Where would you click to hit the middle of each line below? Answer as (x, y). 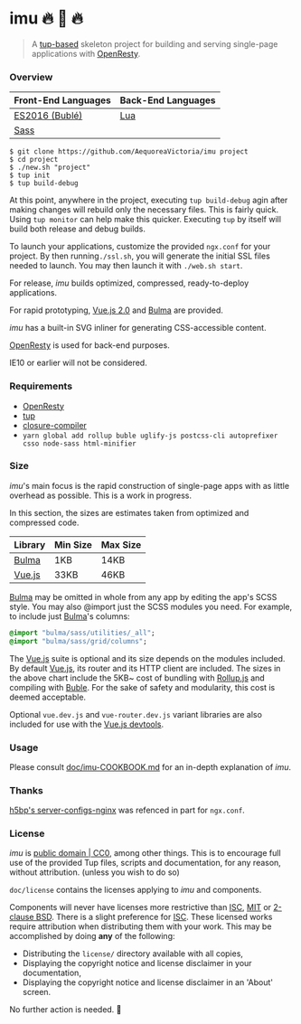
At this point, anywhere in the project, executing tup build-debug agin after (149, 200)
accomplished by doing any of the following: (92, 936)
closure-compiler (55, 425)
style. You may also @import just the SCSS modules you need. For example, (151, 606)
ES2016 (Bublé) (48, 116)
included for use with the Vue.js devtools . (87, 724)
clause (22, 917)
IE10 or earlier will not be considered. (78, 363)
